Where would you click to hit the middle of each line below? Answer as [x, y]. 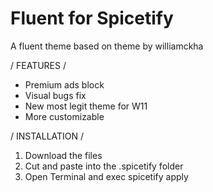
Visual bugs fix [55, 95]
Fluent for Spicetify [92, 18]
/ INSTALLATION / [47, 136]
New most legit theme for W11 [86, 106]
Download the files [63, 155]
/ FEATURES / [38, 65]
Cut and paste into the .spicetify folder [104, 166]
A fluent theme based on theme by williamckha [107, 46]
